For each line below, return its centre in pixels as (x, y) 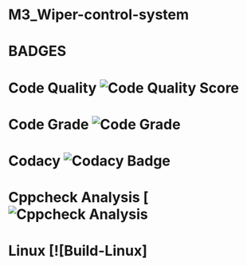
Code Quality (53, 87)
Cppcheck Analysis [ (78, 198)
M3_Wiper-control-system (99, 15)
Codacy (35, 161)
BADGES (37, 52)
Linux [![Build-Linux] (78, 251)
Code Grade (49, 124)
